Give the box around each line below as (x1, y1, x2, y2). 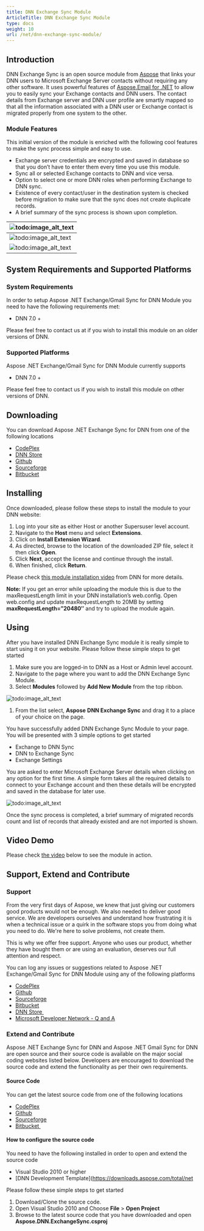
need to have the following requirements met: (6, 303, 121, 310)
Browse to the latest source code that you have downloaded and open (15, 1211, 192, 1218)
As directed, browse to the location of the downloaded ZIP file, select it (15, 542, 194, 550)
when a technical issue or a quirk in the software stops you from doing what (6, 921, 197, 928)
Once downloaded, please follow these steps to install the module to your (6, 504, 191, 512)
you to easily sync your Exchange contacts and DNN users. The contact (6, 90, 187, 97)
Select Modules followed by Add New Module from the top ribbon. (15, 683, 184, 690)
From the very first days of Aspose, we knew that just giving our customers (6, 901, 195, 909)
